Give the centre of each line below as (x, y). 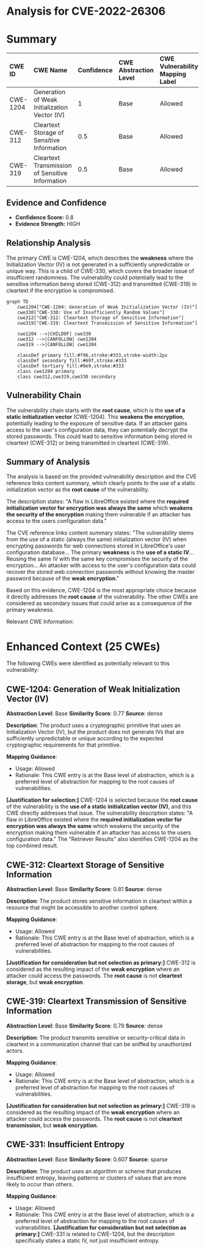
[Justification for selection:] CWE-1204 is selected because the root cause (102, 800)
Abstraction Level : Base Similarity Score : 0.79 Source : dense (85, 1026)
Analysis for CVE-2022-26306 (86, 11)
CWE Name (50, 70)
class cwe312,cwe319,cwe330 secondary (67, 377)
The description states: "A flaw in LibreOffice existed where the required (98, 502)
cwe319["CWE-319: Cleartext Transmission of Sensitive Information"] (108, 323)
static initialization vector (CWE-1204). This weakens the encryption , (95, 416)
